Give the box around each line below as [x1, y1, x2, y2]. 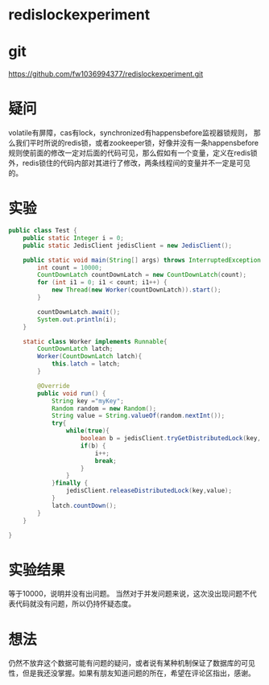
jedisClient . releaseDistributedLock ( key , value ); [65, 487, 232, 495]
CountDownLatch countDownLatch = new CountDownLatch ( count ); [37, 271, 247, 279]
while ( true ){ [65, 427, 110, 435]
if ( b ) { [80, 441, 106, 450]
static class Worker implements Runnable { [23, 337, 168, 345]
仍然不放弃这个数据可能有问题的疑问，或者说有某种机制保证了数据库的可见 [8, 658, 255, 668]
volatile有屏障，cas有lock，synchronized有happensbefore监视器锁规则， [8, 128, 252, 138]
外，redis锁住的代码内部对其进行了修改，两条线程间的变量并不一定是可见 [8, 159, 251, 168]
